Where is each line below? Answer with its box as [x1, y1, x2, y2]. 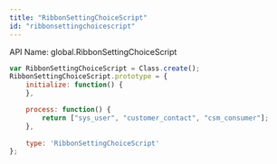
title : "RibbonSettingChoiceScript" [9, 13, 148, 23]
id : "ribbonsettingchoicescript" [9, 22, 136, 31]
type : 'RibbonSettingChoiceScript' [25, 139, 160, 148]
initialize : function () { [25, 80, 124, 90]
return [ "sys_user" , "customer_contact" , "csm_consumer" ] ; [42, 114, 270, 123]
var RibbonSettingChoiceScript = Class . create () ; [9, 64, 201, 73]
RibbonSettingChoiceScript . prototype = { [9, 72, 168, 81]
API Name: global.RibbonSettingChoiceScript [9, 46, 177, 57]
